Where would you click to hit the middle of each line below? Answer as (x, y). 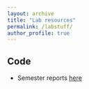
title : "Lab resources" (42, 20)
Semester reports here (49, 78)
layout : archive (31, 14)
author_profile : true (39, 33)
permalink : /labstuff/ (40, 26)
